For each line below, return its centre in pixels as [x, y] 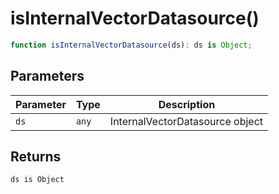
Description [187, 104]
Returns [36, 157]
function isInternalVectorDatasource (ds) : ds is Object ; [131, 45]
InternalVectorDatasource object [186, 121]
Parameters [47, 76]
